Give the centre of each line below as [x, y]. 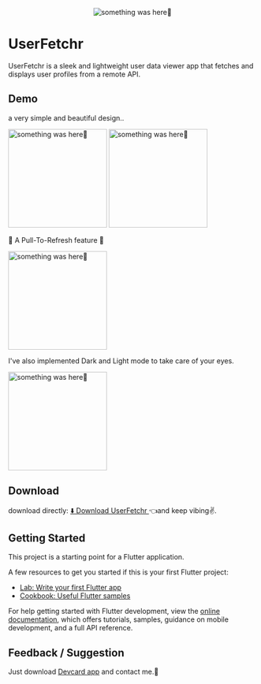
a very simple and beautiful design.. [66, 117]
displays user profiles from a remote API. [75, 74]
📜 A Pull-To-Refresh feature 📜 [56, 240]
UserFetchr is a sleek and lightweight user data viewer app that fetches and [131, 65]
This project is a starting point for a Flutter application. [96, 557]
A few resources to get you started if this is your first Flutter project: [118, 572]
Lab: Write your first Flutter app [71, 588]
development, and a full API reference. [71, 628]
